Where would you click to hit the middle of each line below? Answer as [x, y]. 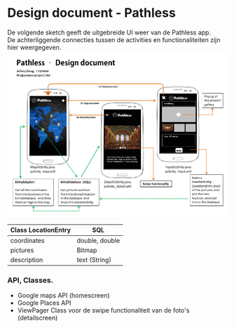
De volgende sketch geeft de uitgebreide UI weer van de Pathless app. [109, 32]
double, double [98, 240]
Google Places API [44, 303]
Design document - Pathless [92, 13]
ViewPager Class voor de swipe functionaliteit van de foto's [103, 310]
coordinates [27, 240]
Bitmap [87, 250]
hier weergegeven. [34, 47]
